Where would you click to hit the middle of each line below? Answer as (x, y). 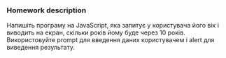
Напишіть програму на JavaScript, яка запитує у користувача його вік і (113, 26)
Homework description (47, 10)
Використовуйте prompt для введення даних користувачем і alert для (111, 40)
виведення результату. (41, 48)
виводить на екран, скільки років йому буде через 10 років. (96, 32)
